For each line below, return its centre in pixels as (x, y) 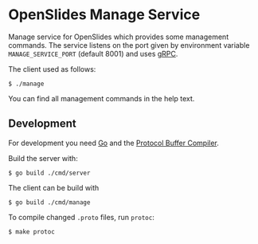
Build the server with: (43, 158)
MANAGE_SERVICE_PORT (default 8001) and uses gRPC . (93, 53)
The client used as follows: (52, 69)
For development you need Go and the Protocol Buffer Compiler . (113, 143)
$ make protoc (32, 232)
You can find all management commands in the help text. (102, 98)
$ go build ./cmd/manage (49, 202)
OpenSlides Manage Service (104, 15)
